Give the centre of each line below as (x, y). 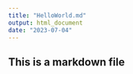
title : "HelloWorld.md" (47, 15)
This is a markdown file (66, 62)
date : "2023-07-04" (40, 30)
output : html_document (46, 23)
